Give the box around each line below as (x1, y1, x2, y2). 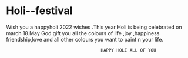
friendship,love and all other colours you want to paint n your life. (6, 36, 164, 43)
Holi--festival (6, 4, 73, 18)
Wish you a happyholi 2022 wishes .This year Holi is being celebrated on (6, 23, 182, 30)
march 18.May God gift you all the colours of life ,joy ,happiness (6, 29, 160, 36)
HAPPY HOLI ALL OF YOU (100, 47, 157, 53)
